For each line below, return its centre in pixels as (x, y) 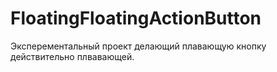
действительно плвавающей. (72, 56)
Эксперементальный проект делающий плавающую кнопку (138, 46)
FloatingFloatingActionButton (136, 18)
